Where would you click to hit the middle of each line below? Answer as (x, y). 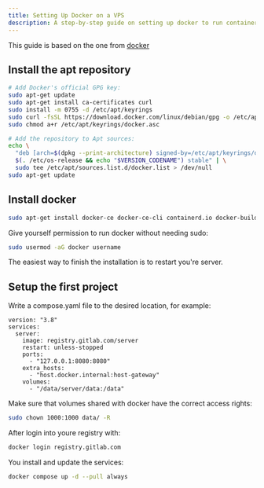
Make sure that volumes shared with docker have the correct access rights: (130, 404)
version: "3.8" (33, 320)
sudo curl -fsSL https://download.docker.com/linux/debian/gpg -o (119, 117)
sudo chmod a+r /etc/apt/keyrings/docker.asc (84, 124)
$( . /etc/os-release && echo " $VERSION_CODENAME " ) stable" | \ (121, 161)
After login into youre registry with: (64, 433)
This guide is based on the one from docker (79, 45)
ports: (33, 354)
